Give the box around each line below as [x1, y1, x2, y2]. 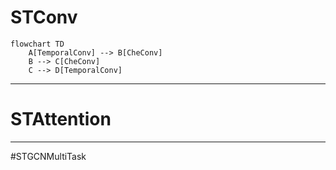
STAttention [10, 108, 112, 131]
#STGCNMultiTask [10, 150, 87, 162]
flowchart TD [10, 39, 65, 49]
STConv [10, 6, 78, 29]
